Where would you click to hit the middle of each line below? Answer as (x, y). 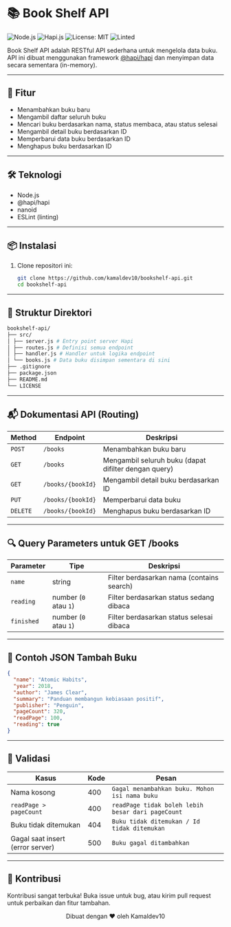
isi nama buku (135, 795)
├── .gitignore (29, 367)
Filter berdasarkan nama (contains (163, 578)
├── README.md (27, 379)
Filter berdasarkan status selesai (160, 617)
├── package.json (32, 373)
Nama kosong (33, 792)
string (61, 582)
